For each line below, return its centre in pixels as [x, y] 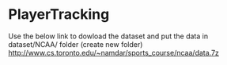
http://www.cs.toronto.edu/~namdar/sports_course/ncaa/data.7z [114, 52]
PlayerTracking [59, 14]
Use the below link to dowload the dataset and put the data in [108, 36]
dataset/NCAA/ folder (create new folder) [76, 44]
